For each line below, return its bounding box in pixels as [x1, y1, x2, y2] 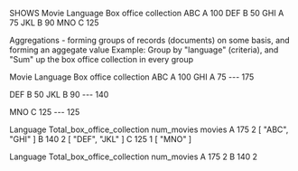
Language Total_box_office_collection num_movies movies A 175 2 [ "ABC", [9, 124, 289, 135]
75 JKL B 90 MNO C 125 [9, 17, 99, 28]
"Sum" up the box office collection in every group [9, 54, 194, 64]
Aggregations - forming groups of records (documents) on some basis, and [9, 35, 291, 45]
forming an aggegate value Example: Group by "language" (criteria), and [9, 44, 279, 55]
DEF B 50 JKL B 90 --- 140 [9, 90, 109, 100]
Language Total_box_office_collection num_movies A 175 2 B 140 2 [9, 151, 258, 162]
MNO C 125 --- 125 [9, 107, 80, 117]
